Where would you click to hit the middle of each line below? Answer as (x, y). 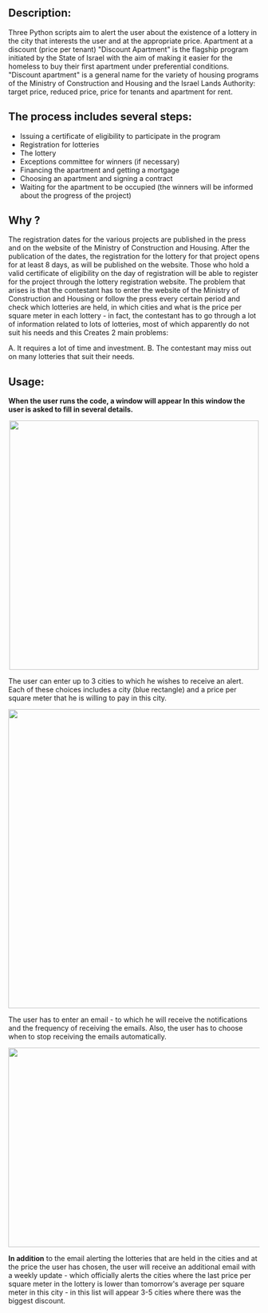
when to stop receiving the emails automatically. (87, 1037)
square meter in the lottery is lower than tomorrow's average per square (126, 1284)
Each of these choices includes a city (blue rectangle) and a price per (122, 690)
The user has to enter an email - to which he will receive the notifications (128, 1019)
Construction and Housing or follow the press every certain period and (124, 299)
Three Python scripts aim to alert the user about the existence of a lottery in (133, 32)
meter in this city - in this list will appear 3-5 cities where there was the (125, 1292)
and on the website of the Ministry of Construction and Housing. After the (129, 248)
